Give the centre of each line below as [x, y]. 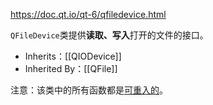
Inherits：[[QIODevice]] [73, 56]
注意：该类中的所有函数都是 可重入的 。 [89, 90]
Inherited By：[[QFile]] [71, 68]
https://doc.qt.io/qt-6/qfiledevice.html [88, 14]
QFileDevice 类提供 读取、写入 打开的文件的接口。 [109, 35]
